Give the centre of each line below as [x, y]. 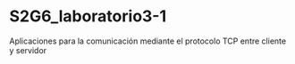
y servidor [28, 50]
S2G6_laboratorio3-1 [88, 16]
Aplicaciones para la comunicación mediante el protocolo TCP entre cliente [148, 41]
